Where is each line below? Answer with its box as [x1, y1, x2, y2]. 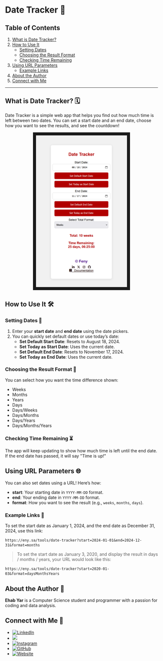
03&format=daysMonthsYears [5, 571, 60, 577]
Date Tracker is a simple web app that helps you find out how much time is [5, 112, 154, 118]
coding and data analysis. [5, 603, 57, 609]
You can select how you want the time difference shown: [5, 377, 118, 383]
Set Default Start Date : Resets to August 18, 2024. [19, 338, 120, 344]
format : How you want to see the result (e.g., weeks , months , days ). [12, 499, 144, 505]
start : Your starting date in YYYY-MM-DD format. [12, 489, 104, 495]
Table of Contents [5, 24, 61, 32]
